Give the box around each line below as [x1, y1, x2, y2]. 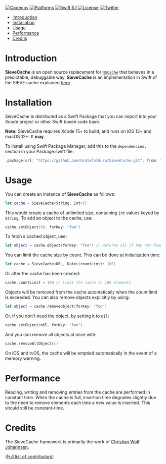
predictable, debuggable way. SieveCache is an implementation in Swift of [5, 74, 157, 80]
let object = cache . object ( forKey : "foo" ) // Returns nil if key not [5, 243, 152, 248]
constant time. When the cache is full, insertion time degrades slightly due [5, 394, 157, 400]
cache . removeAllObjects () [5, 341, 58, 346]
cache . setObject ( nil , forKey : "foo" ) [5, 322, 83, 327]
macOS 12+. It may [5, 133, 44, 139]
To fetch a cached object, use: [5, 233, 67, 239]
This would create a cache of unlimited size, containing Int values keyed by [5, 210, 160, 216]
